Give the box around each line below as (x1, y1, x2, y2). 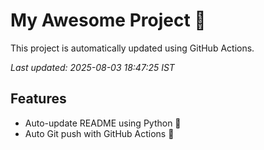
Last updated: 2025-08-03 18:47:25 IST (10, 61, 175, 73)
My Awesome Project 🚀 (10, 9, 207, 32)
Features (10, 90, 67, 108)
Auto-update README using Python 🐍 (24, 117, 182, 129)
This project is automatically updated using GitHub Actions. (10, 42, 255, 54)
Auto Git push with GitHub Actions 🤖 (24, 127, 175, 139)
